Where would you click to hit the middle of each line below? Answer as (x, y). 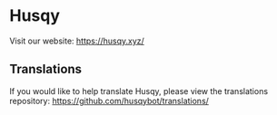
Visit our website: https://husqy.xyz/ (77, 41)
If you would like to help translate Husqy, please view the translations (139, 91)
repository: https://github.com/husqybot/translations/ (109, 101)
